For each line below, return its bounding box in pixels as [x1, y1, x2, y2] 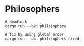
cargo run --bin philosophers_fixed [5, 36, 79, 41]
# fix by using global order [5, 32, 64, 37]
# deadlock [5, 19, 27, 24]
